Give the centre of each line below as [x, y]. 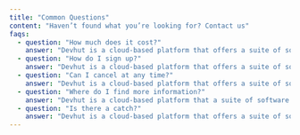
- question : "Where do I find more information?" [111, 91]
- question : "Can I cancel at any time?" [96, 75]
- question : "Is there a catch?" [79, 108]
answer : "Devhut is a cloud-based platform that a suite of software [158, 100]
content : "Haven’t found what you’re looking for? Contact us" [129, 26]
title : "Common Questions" [59, 17]
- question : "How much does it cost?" [90, 42]
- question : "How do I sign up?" [79, 59]
